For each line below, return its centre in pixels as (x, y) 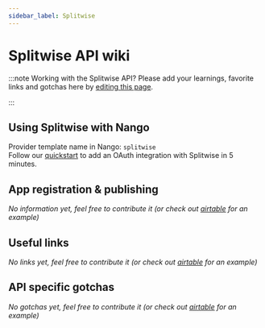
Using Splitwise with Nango (79, 127)
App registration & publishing (83, 189)
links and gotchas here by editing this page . (81, 86)
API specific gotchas (62, 287)
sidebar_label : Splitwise (52, 16)
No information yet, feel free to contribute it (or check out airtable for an (128, 209)
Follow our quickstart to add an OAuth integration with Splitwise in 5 (121, 156)
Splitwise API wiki (69, 55)
